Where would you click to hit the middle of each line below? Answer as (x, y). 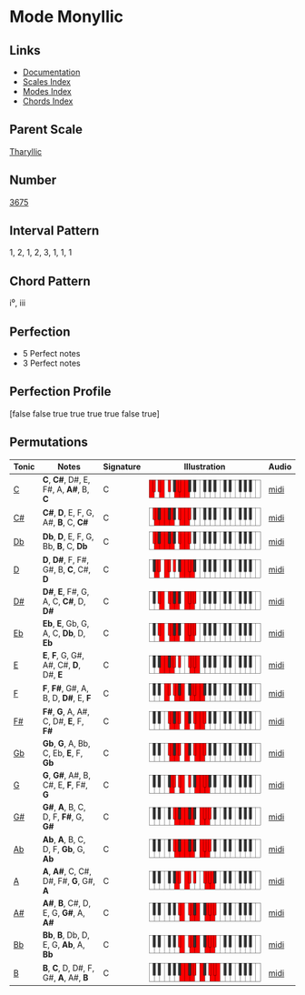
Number (33, 181)
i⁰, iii (17, 303)
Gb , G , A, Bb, (66, 743)
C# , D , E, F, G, (69, 513)
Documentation (51, 72)
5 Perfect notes (51, 354)
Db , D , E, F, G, (68, 537)
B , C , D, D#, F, (69, 968)
